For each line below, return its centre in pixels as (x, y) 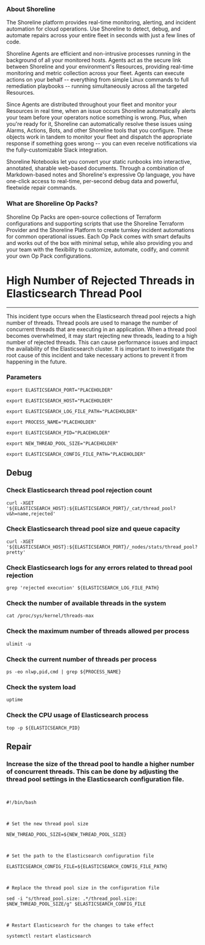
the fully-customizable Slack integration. (57, 150)
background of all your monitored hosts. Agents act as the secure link (94, 60)
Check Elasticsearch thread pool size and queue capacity (93, 529)
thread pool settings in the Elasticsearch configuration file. (95, 779)
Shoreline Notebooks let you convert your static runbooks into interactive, (99, 162)
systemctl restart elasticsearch (49, 936)
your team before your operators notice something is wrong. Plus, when (97, 117)
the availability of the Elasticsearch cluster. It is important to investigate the (100, 348)
